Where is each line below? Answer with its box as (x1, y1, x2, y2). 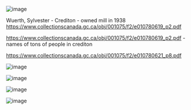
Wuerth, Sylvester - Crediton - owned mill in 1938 (6, 17, 126, 23)
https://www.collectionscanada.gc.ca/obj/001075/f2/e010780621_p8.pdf (6, 52, 182, 59)
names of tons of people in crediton (6, 41, 93, 47)
